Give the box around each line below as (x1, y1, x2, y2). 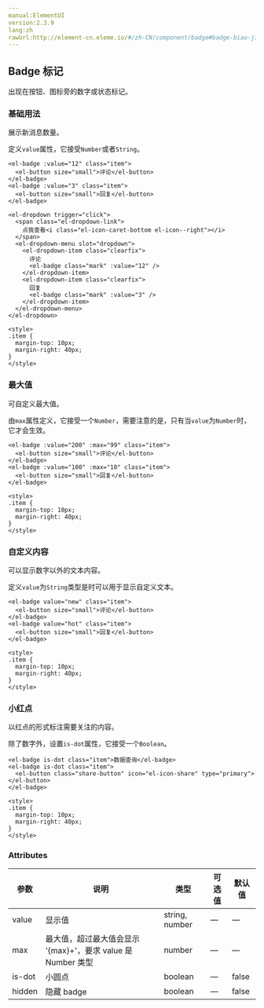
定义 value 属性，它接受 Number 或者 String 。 (8, 145, 144, 154)
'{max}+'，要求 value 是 (45, 944, 134, 955)
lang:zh (8, 26, 34, 34)
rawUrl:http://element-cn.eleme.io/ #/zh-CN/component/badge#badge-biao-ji (8, 33, 258, 42)
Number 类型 (45, 956, 93, 967)
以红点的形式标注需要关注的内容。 (8, 722, 119, 731)
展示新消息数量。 (8, 127, 64, 137)
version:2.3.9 (8, 19, 55, 27)
